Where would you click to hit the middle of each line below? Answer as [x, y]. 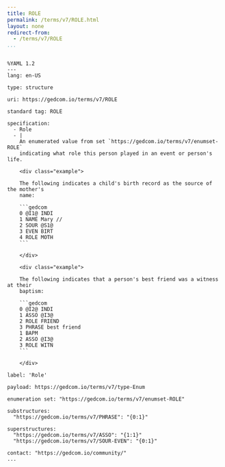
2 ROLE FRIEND [39, 321]
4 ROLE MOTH [36, 238]
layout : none [26, 26]
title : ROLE [24, 13]
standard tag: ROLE [35, 112]
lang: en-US [24, 76]
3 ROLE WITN [36, 345]
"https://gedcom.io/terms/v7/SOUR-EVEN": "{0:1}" [85, 441]
